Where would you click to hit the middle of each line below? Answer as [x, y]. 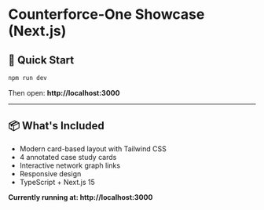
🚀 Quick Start [41, 60]
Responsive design [50, 173]
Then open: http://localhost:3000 [64, 92]
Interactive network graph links [70, 165]
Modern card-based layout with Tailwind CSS [93, 148]
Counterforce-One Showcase [106, 14]
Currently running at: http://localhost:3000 [81, 197]
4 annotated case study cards [68, 157]
